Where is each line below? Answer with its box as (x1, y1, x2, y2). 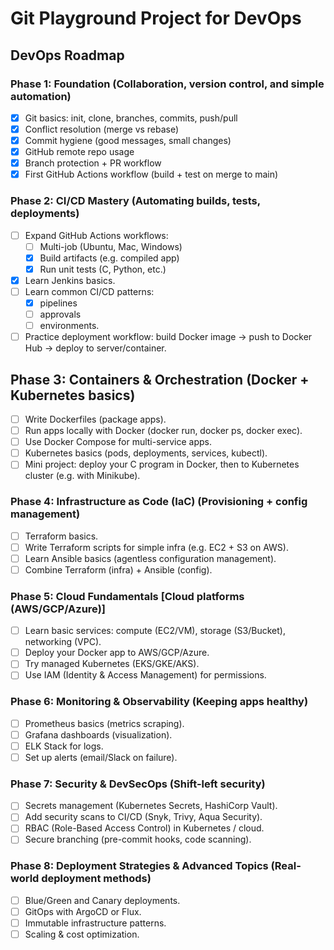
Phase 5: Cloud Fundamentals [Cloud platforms (10, 589, 245, 603)
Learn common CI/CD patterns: (24, 285, 155, 297)
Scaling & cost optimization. (24, 928, 140, 940)
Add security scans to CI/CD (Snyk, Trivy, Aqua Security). (24, 811, 263, 823)
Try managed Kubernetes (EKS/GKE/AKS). (24, 658, 200, 670)
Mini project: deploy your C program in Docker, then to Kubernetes (24, 458, 300, 471)
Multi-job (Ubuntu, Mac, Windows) (39, 240, 183, 252)
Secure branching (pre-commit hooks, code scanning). (24, 833, 252, 846)
